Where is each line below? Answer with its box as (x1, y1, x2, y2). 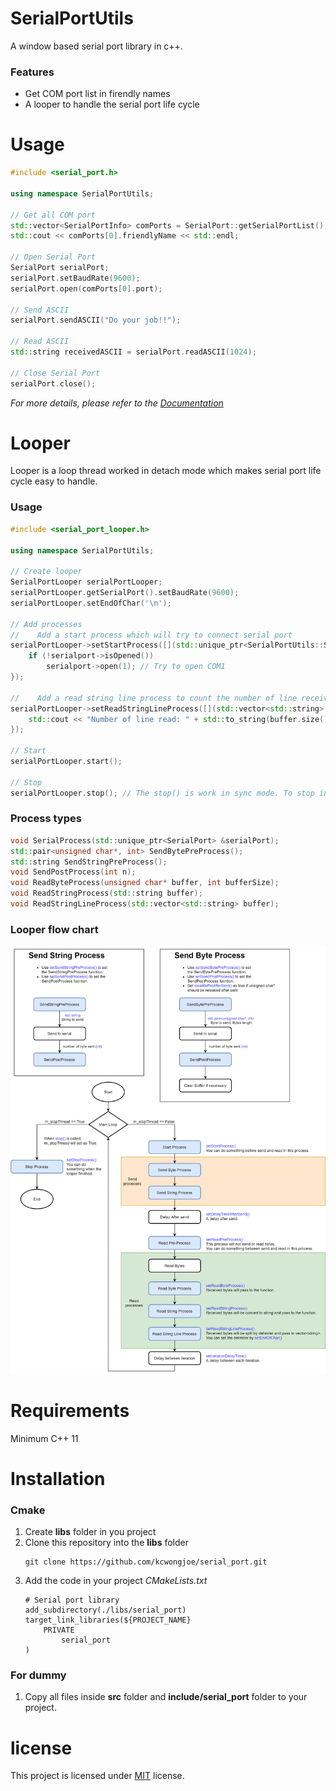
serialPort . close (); (10, 378, 97, 389)
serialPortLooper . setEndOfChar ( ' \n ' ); (10, 598, 172, 608)
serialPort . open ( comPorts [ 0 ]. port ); (10, 283, 163, 294)
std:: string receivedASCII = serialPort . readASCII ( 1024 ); (10, 347, 257, 357)
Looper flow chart (10, 922, 99, 936)
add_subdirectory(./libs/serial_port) (24, 1605, 187, 1616)
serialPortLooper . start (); (10, 757, 123, 767)
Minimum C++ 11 (10, 1432, 79, 1444)
